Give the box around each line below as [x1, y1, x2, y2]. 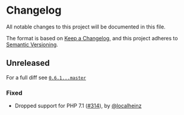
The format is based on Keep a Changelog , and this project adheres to [6, 34, 178, 41]
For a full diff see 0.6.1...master [6, 74, 86, 81]
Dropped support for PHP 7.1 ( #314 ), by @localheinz [14, 102, 142, 110]
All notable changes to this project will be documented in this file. [6, 23, 166, 30]
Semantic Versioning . [6, 41, 58, 48]
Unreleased [6, 58, 50, 68]
